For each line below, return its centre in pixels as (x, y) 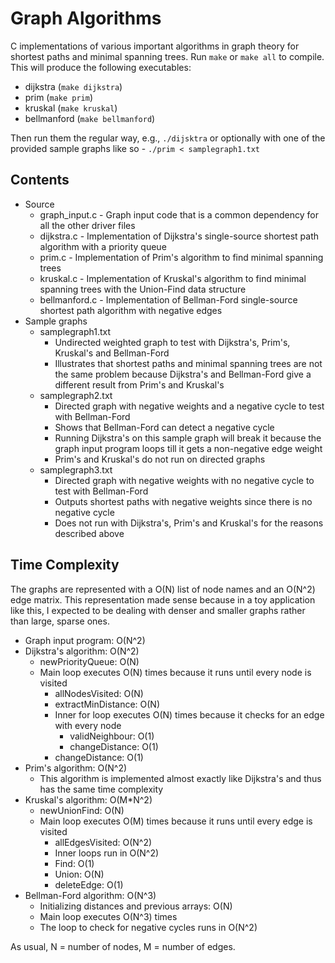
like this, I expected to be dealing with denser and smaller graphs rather (158, 610)
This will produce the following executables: (101, 67)
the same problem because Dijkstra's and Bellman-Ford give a (183, 374)
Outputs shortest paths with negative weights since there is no (183, 501)
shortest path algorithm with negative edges (131, 310)
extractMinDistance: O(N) (107, 704)
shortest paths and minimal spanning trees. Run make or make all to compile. (167, 56)
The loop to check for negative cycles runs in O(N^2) (148, 927)
